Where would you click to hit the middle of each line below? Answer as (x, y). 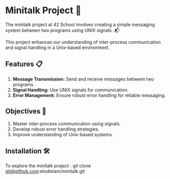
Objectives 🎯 (26, 111)
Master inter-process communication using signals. (67, 123)
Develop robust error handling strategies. (56, 129)
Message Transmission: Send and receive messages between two (83, 79)
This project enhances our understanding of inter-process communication (83, 42)
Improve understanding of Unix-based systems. (63, 134)
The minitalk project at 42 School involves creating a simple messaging (80, 24)
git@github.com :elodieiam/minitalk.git (45, 171)
